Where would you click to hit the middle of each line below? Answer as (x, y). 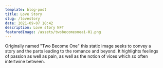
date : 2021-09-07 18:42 (29, 23)
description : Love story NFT (35, 28)
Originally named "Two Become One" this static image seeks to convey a (78, 46)
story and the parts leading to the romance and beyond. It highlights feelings (82, 51)
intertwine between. (25, 61)
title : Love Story (24, 14)
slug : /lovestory (23, 18)
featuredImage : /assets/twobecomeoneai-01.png (53, 32)
